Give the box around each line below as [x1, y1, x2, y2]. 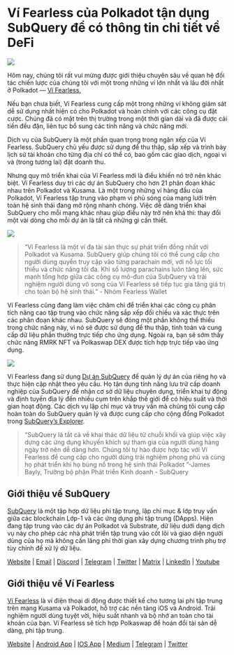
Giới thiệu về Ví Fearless [7, 578, 115, 590]
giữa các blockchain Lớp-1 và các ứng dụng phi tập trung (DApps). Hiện [7, 513, 214, 523]
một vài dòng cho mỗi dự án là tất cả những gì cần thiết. [7, 216, 168, 224]
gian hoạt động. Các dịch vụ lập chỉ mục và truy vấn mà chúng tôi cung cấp [7, 401, 225, 411]
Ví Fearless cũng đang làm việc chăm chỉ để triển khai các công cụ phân [7, 301, 217, 309]
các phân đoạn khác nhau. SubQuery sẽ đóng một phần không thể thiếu [7, 315, 215, 324]
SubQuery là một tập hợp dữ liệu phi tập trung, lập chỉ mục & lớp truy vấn [7, 506, 218, 515]
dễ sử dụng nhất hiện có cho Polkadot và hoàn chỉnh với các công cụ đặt [7, 106, 218, 115]
